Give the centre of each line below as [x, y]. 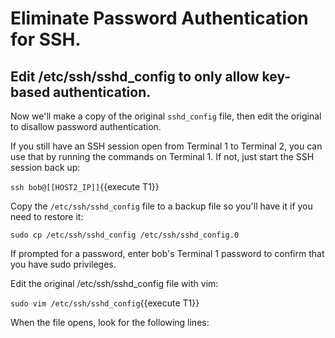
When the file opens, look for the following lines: [110, 322]
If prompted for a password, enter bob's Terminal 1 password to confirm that [167, 253]
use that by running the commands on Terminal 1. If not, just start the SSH [162, 156]
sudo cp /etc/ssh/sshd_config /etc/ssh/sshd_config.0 [125, 235]
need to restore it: [47, 216]
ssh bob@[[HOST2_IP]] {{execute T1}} [85, 186]
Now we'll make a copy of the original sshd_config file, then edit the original [166, 116]
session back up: [45, 167]
